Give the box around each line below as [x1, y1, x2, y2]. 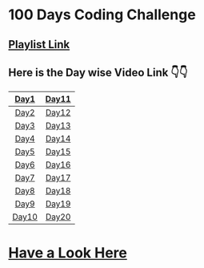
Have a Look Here [8, 243, 128, 262]
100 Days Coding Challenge [8, 6, 196, 24]
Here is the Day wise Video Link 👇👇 [8, 66, 188, 79]
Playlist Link [8, 38, 70, 51]
